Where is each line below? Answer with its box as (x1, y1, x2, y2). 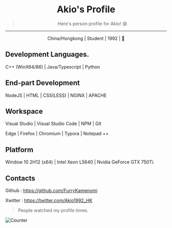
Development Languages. (5, 50, 90, 59)
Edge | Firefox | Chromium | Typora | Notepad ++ (5, 131, 109, 137)
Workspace (5, 107, 43, 116)
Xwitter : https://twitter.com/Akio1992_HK (5, 197, 93, 203)
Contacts (5, 174, 36, 182)
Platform (5, 145, 34, 154)
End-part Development (5, 78, 80, 88)
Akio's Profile (56, 4, 116, 15)
